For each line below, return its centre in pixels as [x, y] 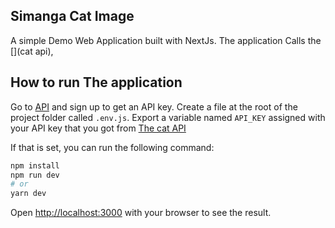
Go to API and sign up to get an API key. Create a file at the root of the [154, 106]
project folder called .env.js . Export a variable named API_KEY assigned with [168, 117]
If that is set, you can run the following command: [112, 147]
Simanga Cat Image [72, 16]
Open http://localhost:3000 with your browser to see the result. [141, 213]
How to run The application [96, 82]
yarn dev [28, 194]
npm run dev [35, 175]
